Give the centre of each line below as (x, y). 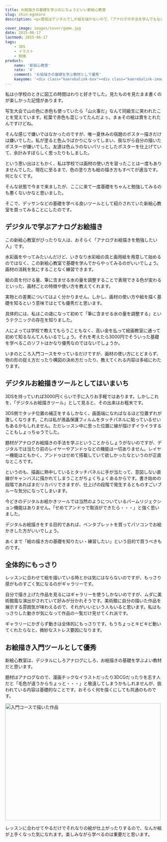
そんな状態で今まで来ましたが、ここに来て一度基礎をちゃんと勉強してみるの (83, 186)
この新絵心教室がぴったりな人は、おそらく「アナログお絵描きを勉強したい (81, 240)
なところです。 (20, 461)
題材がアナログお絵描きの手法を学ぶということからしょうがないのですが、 (81, 442)
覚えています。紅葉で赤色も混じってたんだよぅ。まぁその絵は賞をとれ (85, 117)
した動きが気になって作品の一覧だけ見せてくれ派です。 (74, 613)
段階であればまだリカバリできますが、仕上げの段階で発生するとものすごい (81, 484)
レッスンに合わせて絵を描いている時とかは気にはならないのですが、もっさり (83, 578)
